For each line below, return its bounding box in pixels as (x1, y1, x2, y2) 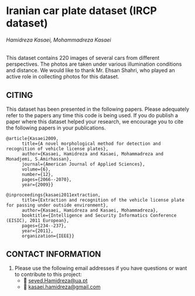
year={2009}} (21, 182, 54, 188)
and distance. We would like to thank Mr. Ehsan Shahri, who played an (6, 67, 175, 74)
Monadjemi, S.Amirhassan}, (6, 156, 72, 162)
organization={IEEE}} (21, 233, 75, 239)
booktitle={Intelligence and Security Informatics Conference (21, 213, 177, 219)
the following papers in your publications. (6, 124, 106, 131)
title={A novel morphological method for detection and (21, 141, 161, 147)
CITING (6, 90, 33, 100)
